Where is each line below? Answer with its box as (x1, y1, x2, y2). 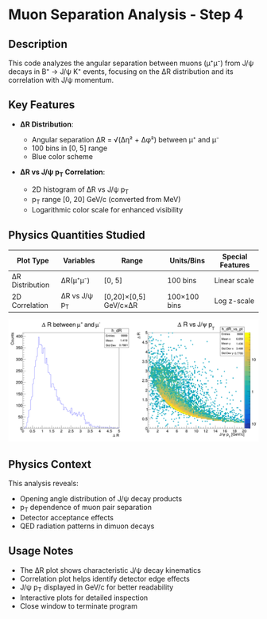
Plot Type (17, 256, 49, 266)
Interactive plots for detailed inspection (19, 593, 149, 602)
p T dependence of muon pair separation (19, 503, 153, 514)
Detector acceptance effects (19, 513, 114, 523)
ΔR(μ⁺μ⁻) (60, 276, 90, 286)
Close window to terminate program (19, 601, 137, 610)
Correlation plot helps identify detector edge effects (19, 574, 191, 583)
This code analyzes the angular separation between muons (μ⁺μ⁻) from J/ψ (8, 58, 254, 68)
